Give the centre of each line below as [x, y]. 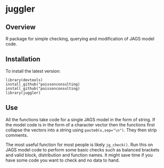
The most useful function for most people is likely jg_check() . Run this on [79, 145]
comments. [17, 135]
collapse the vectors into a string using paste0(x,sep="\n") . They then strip [81, 130]
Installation [23, 59]
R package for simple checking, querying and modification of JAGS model [80, 39]
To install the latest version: [33, 71]
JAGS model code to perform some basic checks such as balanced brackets [82, 149]
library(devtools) [24, 80]
